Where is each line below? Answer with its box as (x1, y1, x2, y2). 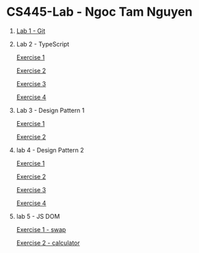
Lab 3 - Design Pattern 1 (16, 106, 85, 114)
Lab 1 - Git (16, 27, 46, 35)
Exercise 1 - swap (16, 225, 66, 233)
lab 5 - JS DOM (16, 212, 60, 220)
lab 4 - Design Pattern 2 (16, 146, 84, 154)
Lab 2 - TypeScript (16, 40, 70, 48)
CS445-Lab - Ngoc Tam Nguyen (6, 4, 193, 20)
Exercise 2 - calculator (16, 239, 80, 247)
